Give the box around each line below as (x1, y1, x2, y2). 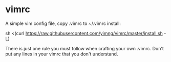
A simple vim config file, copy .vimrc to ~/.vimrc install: (5, 20, 121, 26)
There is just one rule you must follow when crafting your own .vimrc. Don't (5, 45, 164, 51)
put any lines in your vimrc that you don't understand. (5, 51, 118, 57)
